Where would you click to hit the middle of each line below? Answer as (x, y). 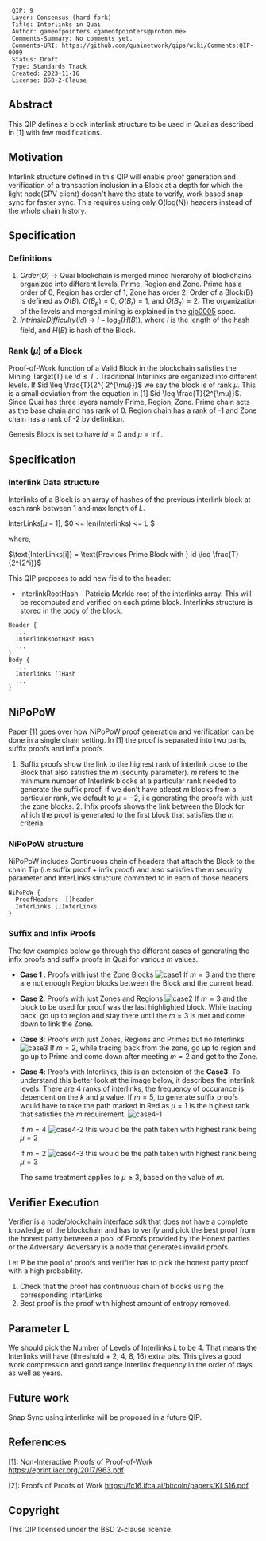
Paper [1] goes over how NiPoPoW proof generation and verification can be (131, 731)
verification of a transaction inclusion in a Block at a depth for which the (126, 185)
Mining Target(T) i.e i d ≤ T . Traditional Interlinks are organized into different (133, 377)
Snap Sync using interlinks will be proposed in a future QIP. (105, 1417)
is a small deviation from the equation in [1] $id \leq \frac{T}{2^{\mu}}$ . (125, 394)
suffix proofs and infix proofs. (57, 748)
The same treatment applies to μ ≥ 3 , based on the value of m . (122, 1178)
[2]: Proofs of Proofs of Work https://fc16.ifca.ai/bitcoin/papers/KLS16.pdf (128, 1485)
